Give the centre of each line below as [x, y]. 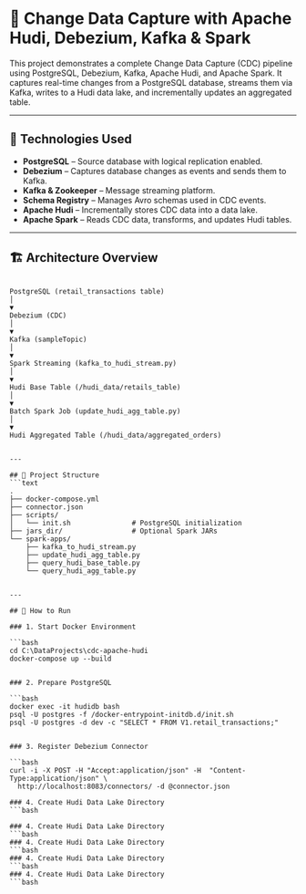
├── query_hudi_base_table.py [83, 563]
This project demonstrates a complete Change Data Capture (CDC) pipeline [151, 63]
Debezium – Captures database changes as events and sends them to [154, 171]
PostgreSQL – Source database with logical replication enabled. [143, 161]
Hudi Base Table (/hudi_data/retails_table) [95, 387]
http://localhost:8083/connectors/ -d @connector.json [124, 786]
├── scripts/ [34, 515]
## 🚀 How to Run [40, 610]
